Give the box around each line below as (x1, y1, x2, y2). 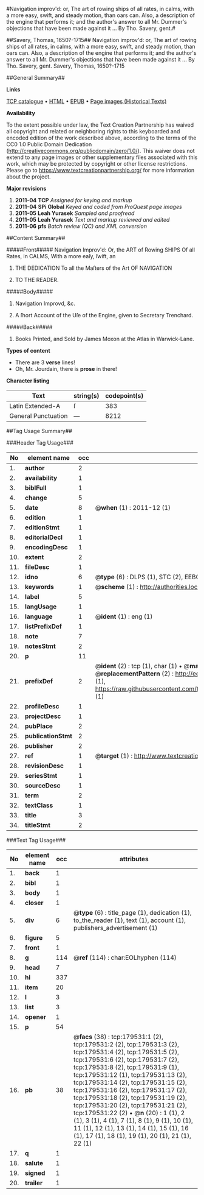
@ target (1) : (95, 752, 133, 760)
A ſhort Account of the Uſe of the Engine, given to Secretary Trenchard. (15, 312, 193, 319)
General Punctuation (9, 412, 68, 420)
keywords (25, 583, 55, 591)
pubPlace (25, 722, 53, 730)
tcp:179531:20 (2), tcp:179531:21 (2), (73, 1101, 187, 1109)
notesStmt (25, 642, 56, 650)
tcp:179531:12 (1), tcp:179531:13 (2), (73, 1071, 187, 1079)
